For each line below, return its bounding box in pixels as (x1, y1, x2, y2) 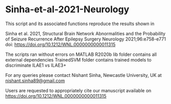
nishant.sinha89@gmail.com (5, 77, 65, 84)
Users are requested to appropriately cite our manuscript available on (5, 87, 152, 93)
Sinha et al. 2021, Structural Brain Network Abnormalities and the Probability (5, 30, 166, 36)
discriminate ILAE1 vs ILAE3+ (5, 62, 66, 68)
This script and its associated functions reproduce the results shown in (5, 20, 155, 27)
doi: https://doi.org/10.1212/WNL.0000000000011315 (5, 41, 116, 47)
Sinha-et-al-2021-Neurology (5, 4, 130, 15)
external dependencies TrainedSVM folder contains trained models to (5, 56, 152, 63)
